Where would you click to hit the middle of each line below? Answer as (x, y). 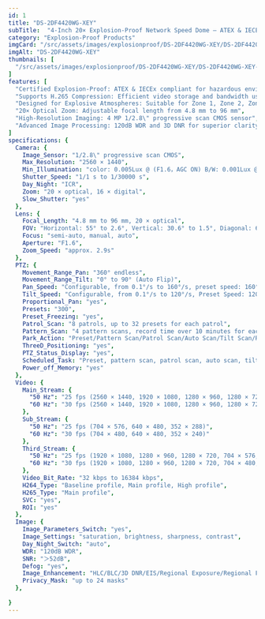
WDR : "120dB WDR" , (52, 551)
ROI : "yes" (40, 507)
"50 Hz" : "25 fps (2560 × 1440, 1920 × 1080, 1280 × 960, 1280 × (138, 397)
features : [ (28, 81)
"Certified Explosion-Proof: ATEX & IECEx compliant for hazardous (129, 89)
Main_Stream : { (47, 390)
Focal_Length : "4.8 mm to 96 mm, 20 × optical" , (104, 221)
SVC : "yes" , (42, 500)
